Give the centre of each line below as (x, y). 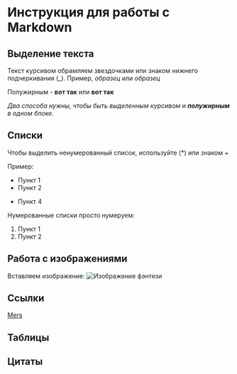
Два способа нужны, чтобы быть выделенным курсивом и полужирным (118, 106)
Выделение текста (51, 54)
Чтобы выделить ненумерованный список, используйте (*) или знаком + (118, 153)
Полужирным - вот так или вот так (61, 92)
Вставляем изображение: (46, 276)
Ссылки (26, 298)
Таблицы (28, 337)
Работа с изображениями (67, 259)
